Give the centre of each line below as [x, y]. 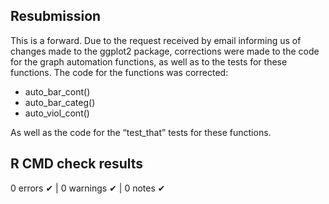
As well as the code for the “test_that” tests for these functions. [141, 132]
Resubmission [56, 16]
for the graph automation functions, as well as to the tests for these [149, 61]
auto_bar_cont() [57, 91]
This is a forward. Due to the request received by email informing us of [156, 40]
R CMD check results [77, 164]
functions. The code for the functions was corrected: [119, 72]
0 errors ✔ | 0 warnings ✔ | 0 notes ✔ [88, 188]
